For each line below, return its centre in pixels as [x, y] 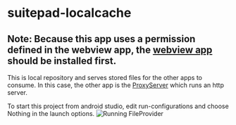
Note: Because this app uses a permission [101, 39]
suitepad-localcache [69, 13]
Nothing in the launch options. [51, 113]
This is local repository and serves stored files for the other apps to [105, 78]
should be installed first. [62, 61]
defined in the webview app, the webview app [110, 50]
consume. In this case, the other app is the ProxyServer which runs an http [116, 85]
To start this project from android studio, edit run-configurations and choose [118, 106]
